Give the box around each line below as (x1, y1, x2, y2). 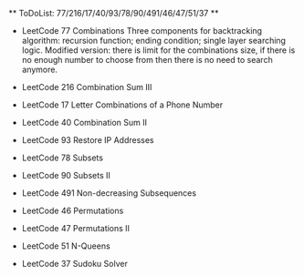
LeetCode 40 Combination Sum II (21, 118, 148, 128)
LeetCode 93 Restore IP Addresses (21, 135, 154, 145)
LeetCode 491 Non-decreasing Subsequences (21, 188, 197, 199)
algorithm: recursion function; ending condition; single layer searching (21, 36, 287, 46)
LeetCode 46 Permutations (21, 205, 124, 216)
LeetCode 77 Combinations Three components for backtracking (21, 26, 262, 36)
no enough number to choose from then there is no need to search (21, 55, 273, 65)
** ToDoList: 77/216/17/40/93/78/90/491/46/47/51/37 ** (8, 8, 219, 18)
